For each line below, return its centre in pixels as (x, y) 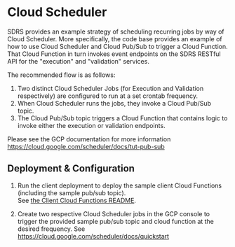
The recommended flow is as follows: (61, 75)
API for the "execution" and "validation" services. (78, 61)
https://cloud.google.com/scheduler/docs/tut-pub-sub (86, 146)
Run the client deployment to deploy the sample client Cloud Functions (120, 185)
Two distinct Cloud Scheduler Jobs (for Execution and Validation (110, 88)
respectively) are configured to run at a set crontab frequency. (108, 96)
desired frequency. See (51, 229)
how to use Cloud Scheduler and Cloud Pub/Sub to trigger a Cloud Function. (117, 46)
